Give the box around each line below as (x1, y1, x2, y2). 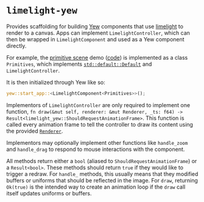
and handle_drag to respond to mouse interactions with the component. (6, 145, 185, 153)
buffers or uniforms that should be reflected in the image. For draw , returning (6, 176, 198, 184)
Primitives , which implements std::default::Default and (6, 60, 152, 68)
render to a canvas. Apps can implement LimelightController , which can (6, 29, 191, 37)
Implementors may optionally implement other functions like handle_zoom (6, 139, 188, 146)
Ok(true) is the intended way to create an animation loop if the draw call (6, 183, 186, 190)
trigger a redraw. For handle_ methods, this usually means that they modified (6, 170, 199, 178)
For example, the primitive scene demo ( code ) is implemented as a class (6, 54, 188, 61)
